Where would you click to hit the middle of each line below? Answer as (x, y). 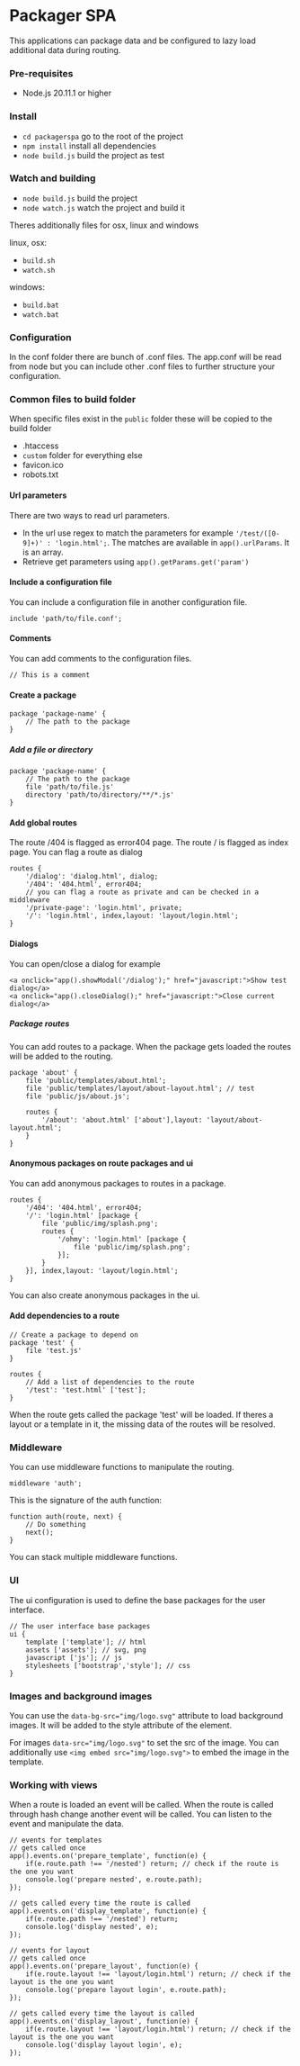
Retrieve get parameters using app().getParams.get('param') (136, 561)
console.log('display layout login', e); (104, 2045)
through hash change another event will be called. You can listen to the (141, 1814)
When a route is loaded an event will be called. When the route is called (141, 1805)
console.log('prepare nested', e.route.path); (114, 1880)
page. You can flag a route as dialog (76, 853)
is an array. (43, 552)
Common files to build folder (73, 400)
